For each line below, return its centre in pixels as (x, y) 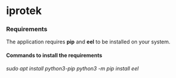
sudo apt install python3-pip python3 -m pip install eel (72, 68)
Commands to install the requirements (54, 55)
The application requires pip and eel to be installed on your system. (88, 42)
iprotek (24, 11)
